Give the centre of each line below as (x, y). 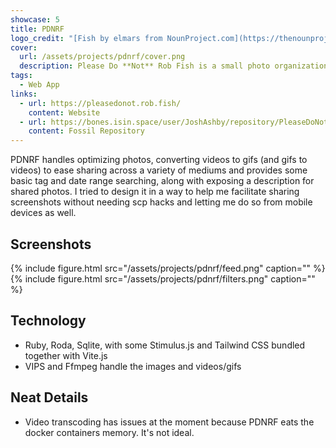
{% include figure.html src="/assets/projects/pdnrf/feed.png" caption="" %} (168, 268)
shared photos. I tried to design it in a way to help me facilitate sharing (155, 192)
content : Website (64, 112)
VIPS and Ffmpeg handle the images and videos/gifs (133, 366)
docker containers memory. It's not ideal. (109, 432)
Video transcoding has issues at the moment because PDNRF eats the (169, 422)
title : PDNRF (37, 29)
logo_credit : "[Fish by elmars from (86, 38)
